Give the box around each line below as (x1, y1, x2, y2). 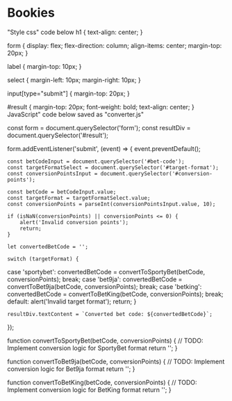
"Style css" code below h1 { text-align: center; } (7, 28, 143, 36)
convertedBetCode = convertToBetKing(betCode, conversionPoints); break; (7, 290, 224, 298)
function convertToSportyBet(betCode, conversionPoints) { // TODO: (7, 336, 204, 345)
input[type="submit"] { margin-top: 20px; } (7, 89, 131, 97)
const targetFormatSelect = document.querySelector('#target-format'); (7, 164, 219, 171)
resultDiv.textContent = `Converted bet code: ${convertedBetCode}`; (7, 310, 213, 317)
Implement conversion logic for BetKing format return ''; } (7, 385, 172, 394)
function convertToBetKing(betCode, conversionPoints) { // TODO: (7, 378, 197, 386)
